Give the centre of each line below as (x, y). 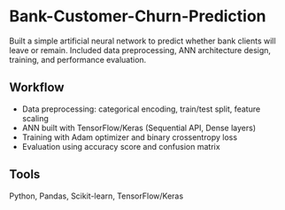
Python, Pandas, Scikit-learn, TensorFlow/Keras (96, 196)
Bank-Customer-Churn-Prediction (138, 16)
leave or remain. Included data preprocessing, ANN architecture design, (140, 50)
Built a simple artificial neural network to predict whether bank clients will (142, 41)
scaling (35, 118)
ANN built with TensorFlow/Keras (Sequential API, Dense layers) (139, 128)
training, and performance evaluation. (78, 59)
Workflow (37, 87)
